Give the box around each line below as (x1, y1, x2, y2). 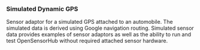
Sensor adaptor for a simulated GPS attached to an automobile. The (6, 18, 173, 26)
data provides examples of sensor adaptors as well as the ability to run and (6, 31, 192, 38)
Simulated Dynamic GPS (6, 5, 78, 13)
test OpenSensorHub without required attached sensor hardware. (6, 37, 168, 45)
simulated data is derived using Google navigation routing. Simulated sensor (6, 24, 195, 32)
